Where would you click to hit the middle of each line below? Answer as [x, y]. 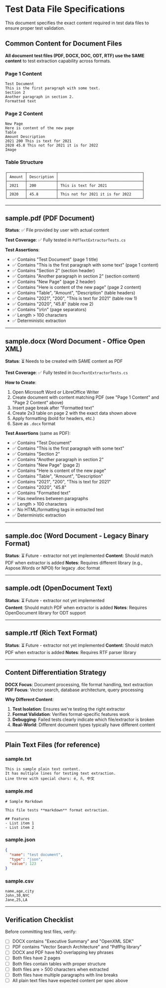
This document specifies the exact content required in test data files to [77, 23]
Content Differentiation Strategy [56, 673]
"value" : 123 [23, 864]
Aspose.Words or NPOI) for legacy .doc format [53, 568]
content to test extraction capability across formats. [58, 61]
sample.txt [19, 759]
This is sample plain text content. [43, 769]
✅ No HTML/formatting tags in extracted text [58, 510]
